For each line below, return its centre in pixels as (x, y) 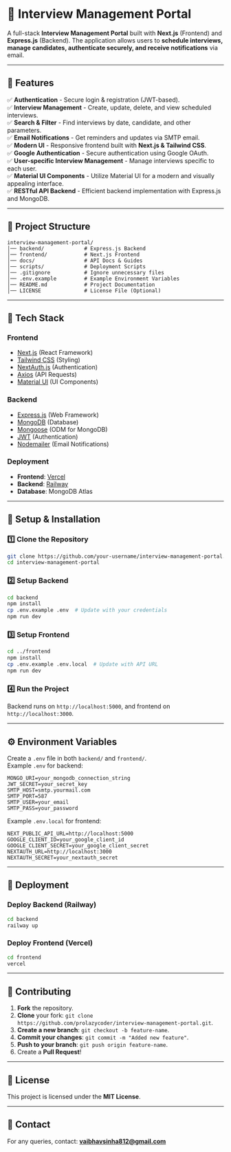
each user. (22, 169)
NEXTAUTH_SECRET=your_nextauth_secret (63, 858)
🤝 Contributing (39, 991)
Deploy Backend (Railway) (52, 905)
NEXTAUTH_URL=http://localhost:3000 (59, 851)
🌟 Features (31, 83)
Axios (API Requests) (47, 375)
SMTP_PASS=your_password (43, 808)
